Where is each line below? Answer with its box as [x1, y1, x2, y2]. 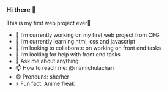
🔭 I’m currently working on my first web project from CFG [15, 31, 160, 39]
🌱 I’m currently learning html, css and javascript [15, 38, 136, 45]
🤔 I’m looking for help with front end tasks [15, 51, 121, 58]
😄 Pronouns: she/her [15, 73, 69, 80]
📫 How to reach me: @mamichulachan [15, 64, 114, 72]
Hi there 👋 [6, 6, 37, 14]
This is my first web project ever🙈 [6, 20, 91, 27]
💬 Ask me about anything [15, 58, 79, 65]
